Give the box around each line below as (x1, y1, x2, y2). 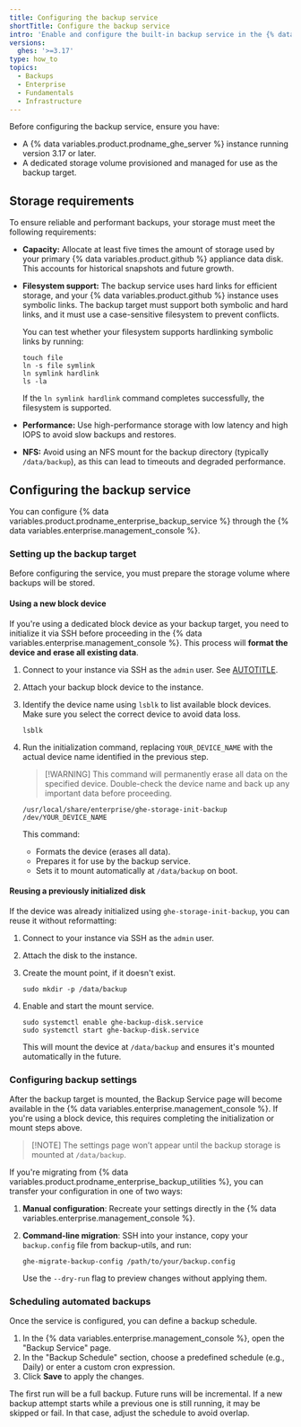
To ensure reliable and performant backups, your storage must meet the (9, 217, 276, 228)
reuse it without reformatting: (9, 915, 117, 926)
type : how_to (9, 55, 58, 64)
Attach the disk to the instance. (21, 949, 138, 961)
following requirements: (9, 226, 97, 238)
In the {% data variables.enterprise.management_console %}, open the (21, 1333, 285, 1343)
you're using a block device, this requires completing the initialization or (9, 1113, 275, 1123)
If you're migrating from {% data (9, 1167, 129, 1177)
